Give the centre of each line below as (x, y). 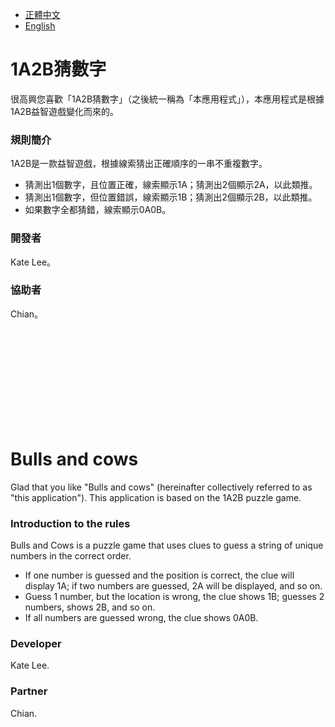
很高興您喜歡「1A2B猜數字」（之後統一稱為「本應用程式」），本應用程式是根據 (167, 99)
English (40, 26)
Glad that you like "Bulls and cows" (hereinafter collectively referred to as (161, 487)
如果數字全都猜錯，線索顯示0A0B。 (98, 210)
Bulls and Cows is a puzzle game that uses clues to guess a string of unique (167, 545)
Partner (29, 691)
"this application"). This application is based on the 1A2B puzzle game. (156, 497)
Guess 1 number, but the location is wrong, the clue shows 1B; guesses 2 (174, 597)
